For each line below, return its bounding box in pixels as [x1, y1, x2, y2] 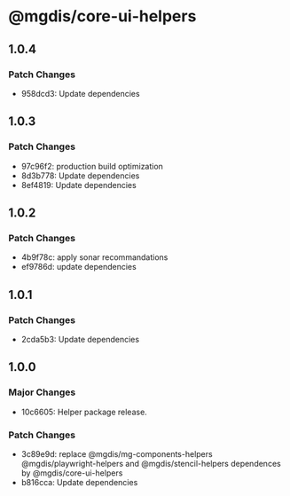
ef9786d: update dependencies [20, 262, 137, 272]
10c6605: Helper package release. [20, 406, 147, 417]
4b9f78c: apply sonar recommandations [20, 252, 169, 263]
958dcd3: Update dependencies [20, 88, 140, 98]
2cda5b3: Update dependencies [20, 334, 139, 344]
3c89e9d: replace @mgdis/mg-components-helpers [20, 448, 214, 459]
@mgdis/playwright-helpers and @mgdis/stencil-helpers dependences [20, 458, 281, 468]
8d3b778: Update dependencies [20, 170, 140, 181]
